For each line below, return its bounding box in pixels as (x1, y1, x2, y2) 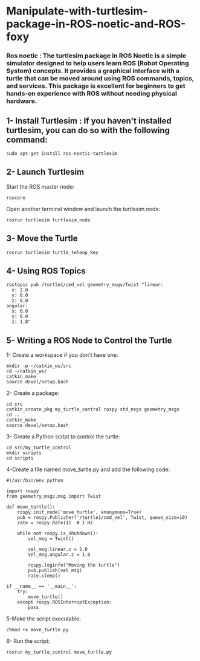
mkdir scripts (6, 450, 42, 456)
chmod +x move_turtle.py (6, 627, 69, 633)
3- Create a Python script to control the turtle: (6, 433, 120, 440)
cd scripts (6, 455, 34, 461)
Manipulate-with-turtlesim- (6, 4, 148, 18)
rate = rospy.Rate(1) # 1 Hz (17, 520, 94, 526)
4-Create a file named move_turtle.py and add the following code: (6, 466, 170, 473)
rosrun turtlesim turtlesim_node (6, 217, 91, 223)
